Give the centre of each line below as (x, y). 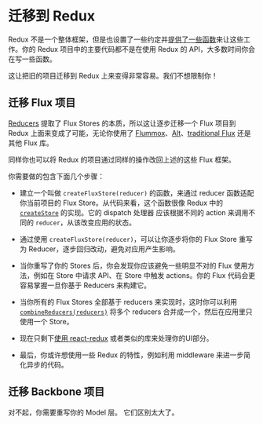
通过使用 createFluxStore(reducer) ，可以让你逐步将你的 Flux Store (128, 239)
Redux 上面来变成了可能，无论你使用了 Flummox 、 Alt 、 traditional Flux (122, 133)
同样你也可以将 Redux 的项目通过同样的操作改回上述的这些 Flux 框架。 (122, 159)
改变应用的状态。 (108, 222)
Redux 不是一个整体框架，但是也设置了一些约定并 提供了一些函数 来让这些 (126, 39)
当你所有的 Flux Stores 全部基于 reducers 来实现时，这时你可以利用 (128, 302)
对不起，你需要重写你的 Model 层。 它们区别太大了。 (93, 412)
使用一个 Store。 (46, 321)
